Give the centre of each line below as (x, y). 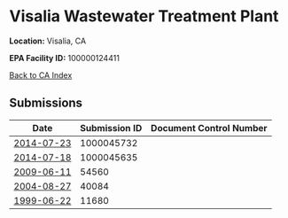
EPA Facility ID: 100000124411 (64, 58)
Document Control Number (209, 128)
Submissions (46, 103)
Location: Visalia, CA (48, 41)
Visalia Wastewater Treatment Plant (144, 16)
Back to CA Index (41, 75)
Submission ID (111, 128)
